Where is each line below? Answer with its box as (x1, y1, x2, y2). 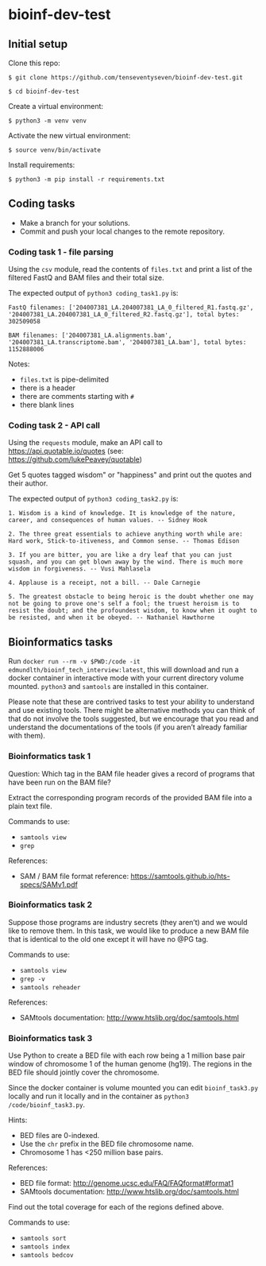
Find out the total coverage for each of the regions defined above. (8, 1202, 224, 1212)
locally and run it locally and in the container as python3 (8, 1091, 189, 1101)
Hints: (8, 1115, 28, 1125)
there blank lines (19, 400, 75, 410)
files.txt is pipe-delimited (19, 375, 110, 385)
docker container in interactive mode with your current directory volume (8, 673, 245, 683)
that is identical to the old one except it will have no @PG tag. (8, 934, 209, 943)
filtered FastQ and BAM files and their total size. (8, 273, 164, 283)
